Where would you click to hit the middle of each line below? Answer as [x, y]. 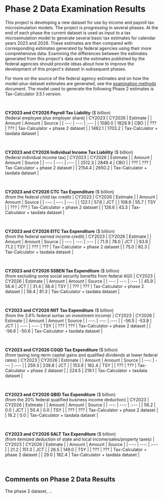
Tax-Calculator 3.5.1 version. [33, 94]
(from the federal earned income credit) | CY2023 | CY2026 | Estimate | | [78, 236]
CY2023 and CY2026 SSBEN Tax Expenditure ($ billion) [62, 270]
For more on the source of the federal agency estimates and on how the [77, 78]
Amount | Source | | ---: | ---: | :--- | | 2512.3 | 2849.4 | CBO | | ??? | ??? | [78, 162]
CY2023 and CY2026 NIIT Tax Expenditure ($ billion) [59, 310]
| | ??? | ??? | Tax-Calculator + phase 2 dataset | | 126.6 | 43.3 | [68, 207]
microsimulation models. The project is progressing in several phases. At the [81, 27]
